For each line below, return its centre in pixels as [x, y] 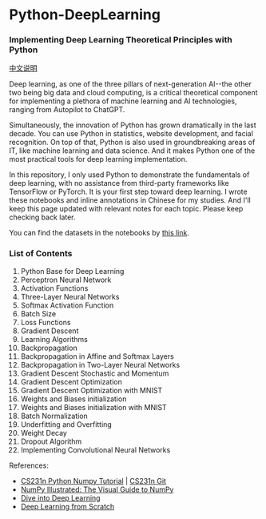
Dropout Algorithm [51, 441]
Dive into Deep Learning [60, 497]
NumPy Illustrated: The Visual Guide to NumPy [97, 489]
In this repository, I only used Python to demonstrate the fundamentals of [129, 175]
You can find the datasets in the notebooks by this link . [99, 233]
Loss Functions [46, 322]
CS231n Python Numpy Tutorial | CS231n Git [93, 481]
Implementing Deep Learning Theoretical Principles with [121, 40]
